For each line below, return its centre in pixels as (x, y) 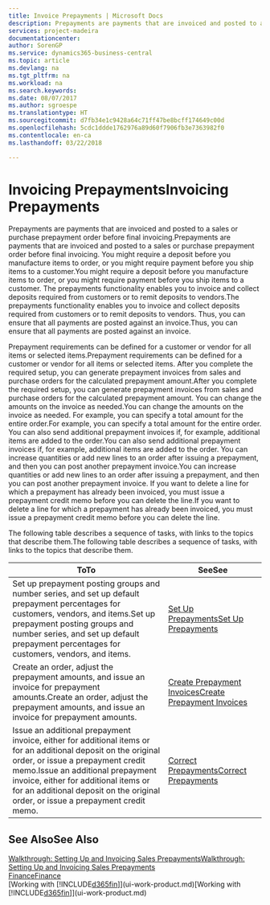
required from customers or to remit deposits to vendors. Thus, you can (127, 314)
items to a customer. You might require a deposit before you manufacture (129, 272)
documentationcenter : (45, 38)
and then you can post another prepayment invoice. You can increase (123, 466)
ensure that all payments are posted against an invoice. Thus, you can (123, 323)
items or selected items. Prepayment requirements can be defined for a (125, 355)
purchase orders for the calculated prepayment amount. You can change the (135, 398)
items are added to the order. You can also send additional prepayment (125, 441)
